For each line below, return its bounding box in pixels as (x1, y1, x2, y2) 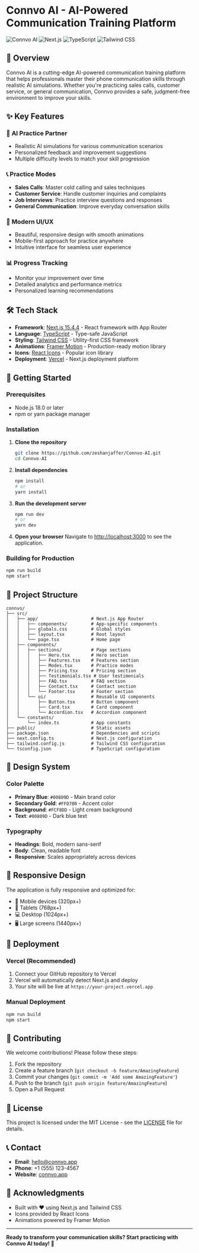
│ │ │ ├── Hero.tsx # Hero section (6, 652, 129, 658)
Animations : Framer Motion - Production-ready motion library (14, 343, 166, 350)
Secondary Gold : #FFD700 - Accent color (14, 799, 114, 807)
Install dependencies (14, 466, 68, 473)
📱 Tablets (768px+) (14, 904, 62, 911)
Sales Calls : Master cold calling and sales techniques (14, 184, 145, 191)
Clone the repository (14, 439, 67, 446)
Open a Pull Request (14, 1086, 65, 1093)
